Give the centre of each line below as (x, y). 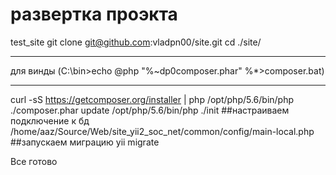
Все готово (34, 161)
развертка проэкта (94, 14)
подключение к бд (50, 120)
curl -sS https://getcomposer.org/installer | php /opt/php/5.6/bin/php (152, 99)
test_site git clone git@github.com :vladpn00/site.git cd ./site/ (136, 42)
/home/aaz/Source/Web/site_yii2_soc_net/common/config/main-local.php (162, 131)
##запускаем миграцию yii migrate (85, 142)
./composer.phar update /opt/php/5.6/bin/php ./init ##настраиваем (150, 110)
